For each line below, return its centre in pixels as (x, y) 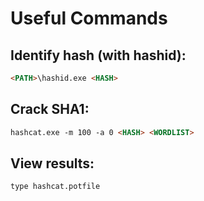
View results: (52, 163)
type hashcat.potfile (55, 187)
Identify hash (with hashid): (98, 55)
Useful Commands (89, 18)
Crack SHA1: (50, 109)
